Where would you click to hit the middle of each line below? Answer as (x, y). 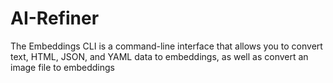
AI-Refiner (55, 18)
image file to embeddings (62, 67)
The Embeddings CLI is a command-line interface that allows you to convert (166, 46)
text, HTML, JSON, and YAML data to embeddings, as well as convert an (159, 56)
